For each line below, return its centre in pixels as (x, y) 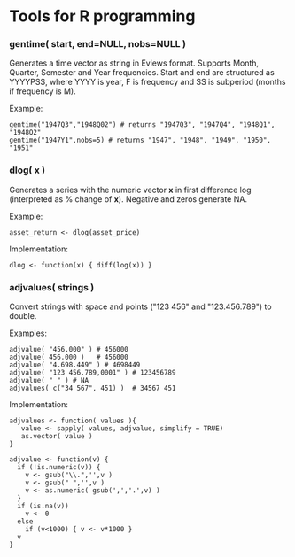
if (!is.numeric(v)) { (59, 468)
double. (23, 316)
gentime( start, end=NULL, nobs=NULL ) (97, 44)
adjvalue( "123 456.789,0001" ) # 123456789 (93, 373)
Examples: (28, 333)
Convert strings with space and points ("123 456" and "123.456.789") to (140, 306)
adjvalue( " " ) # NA (49, 381)
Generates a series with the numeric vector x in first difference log (130, 190)
